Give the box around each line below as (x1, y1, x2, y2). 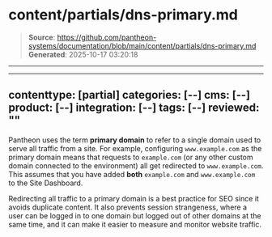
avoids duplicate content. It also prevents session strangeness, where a (8, 202, 248, 212)
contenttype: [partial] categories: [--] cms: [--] (8, 88, 251, 102)
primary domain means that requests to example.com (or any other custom (8, 152, 253, 162)
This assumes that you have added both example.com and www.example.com (8, 169, 256, 179)
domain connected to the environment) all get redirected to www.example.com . (8, 160, 264, 171)
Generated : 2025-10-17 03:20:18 (28, 49, 138, 59)
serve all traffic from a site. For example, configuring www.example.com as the (8, 143, 262, 153)
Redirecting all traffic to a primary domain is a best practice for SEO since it (8, 193, 259, 203)
